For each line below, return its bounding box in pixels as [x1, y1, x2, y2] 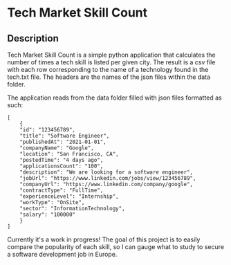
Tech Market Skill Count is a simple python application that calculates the [7, 51, 216, 59]
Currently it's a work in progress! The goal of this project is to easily [7, 235, 201, 244]
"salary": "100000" [19, 211, 76, 218]
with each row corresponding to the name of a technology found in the [7, 66, 209, 73]
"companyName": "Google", [19, 145, 95, 152]
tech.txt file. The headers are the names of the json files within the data [7, 73, 211, 81]
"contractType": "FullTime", [19, 187, 104, 194]
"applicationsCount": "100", [19, 163, 104, 170]
